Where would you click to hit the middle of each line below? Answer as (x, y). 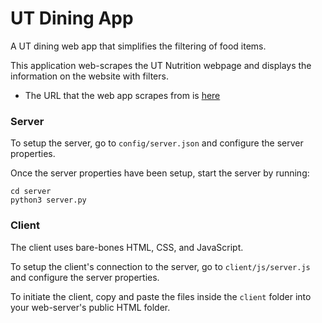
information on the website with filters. (89, 76)
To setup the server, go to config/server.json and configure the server (157, 143)
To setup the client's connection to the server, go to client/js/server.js (160, 266)
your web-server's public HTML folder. (90, 307)
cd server (31, 192)
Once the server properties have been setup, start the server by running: (160, 173)
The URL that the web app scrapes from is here (122, 95)
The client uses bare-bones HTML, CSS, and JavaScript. (127, 247)
